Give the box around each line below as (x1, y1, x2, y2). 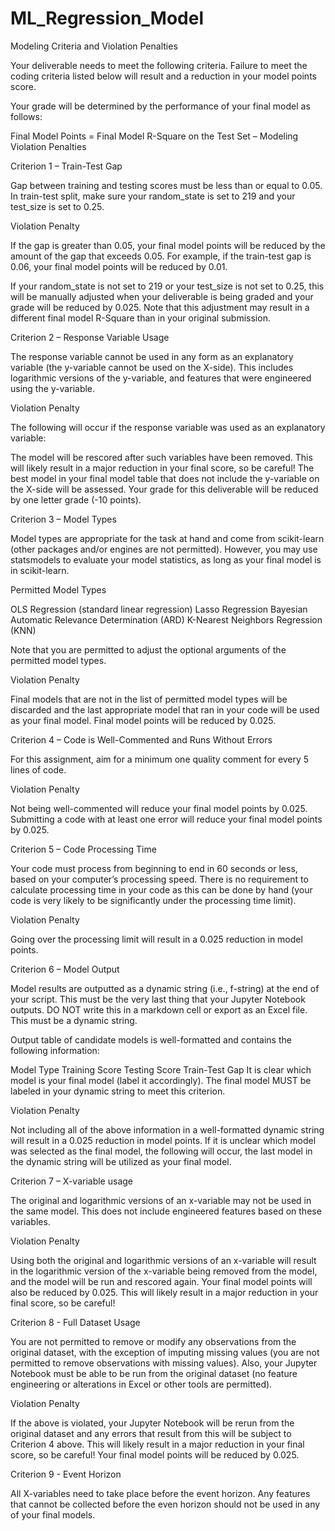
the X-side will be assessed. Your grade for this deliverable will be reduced (10, 483, 319, 495)
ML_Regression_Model (10, 7, 205, 30)
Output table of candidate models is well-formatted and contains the (10, 1033, 292, 1046)
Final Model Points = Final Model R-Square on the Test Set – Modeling (10, 130, 299, 142)
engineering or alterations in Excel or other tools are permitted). (10, 1378, 273, 1390)
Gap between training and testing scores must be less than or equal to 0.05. (10, 179, 323, 191)
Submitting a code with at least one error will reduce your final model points (10, 813, 323, 825)
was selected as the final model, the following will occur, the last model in (10, 1145, 313, 1157)
